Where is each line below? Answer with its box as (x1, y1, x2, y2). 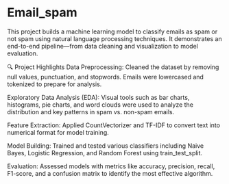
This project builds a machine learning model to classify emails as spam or (7, 27, 218, 36)
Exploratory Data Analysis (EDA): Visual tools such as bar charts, (7, 93, 190, 101)
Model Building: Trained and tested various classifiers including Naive (7, 142, 204, 150)
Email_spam (7, 5, 77, 21)
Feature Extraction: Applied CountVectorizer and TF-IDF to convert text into (7, 121, 221, 129)
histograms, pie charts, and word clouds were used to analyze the (7, 101, 194, 109)
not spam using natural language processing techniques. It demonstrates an (7, 34, 222, 42)
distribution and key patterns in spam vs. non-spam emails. (7, 107, 175, 116)
